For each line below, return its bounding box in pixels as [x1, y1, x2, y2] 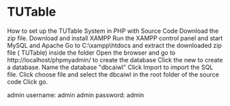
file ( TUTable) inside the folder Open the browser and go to [7, 49, 176, 57]
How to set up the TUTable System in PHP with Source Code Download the [7, 27, 219, 35]
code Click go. [7, 77, 48, 85]
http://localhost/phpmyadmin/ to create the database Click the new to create [7, 55, 223, 64]
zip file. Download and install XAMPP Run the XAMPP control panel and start [7, 34, 223, 42]
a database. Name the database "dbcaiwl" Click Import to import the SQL [7, 63, 214, 71]
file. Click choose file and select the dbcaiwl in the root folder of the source [7, 70, 220, 79]
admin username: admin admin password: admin [7, 90, 144, 99]
